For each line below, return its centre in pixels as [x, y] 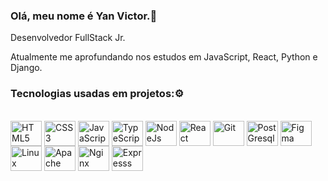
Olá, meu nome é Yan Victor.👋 [84, 16]
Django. [26, 68]
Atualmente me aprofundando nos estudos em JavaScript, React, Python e [164, 57]
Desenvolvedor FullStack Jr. [68, 38]
